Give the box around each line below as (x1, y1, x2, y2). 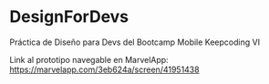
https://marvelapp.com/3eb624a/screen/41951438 (9, 64, 200, 75)
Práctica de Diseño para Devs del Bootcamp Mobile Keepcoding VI (9, 37, 261, 47)
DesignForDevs (9, 6, 129, 27)
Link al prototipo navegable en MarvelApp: (9, 54, 169, 65)
